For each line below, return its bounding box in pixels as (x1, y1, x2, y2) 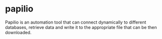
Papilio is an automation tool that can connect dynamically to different (5, 19, 146, 25)
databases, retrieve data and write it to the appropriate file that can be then (5, 24, 157, 30)
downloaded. (5, 29, 32, 35)
